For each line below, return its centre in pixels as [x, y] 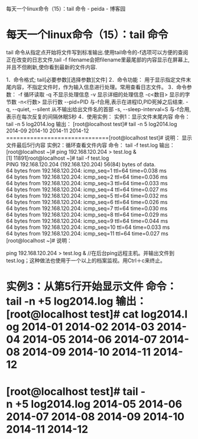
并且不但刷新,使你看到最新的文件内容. [52, 67]
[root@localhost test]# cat [72, 314]
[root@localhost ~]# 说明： [39, 240]
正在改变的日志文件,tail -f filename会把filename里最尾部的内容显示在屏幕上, [98, 59]
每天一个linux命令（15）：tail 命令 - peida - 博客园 [66, 9]
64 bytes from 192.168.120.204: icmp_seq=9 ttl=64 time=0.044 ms [87, 221]
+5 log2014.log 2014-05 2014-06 [98, 404]
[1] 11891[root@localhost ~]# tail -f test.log [58, 158]
